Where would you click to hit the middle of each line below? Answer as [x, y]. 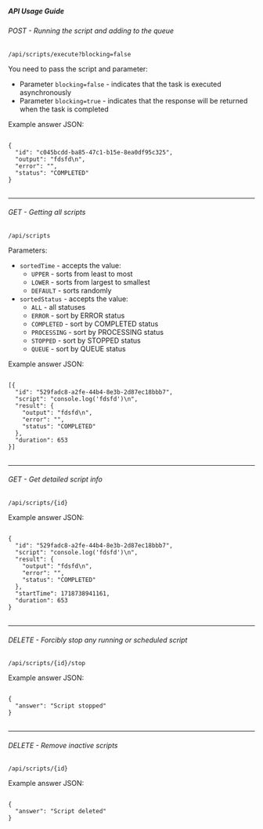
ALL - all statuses [58, 307]
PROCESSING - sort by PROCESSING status [97, 332]
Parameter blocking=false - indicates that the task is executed [120, 84]
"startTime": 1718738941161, [63, 593]
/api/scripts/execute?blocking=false [70, 54]
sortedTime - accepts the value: [70, 265]
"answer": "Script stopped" [61, 706]
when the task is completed [64, 109]
